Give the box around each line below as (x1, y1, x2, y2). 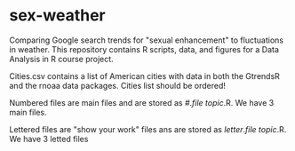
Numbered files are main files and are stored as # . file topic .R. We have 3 (9, 97, 275, 107)
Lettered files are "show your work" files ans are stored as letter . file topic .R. (9, 123, 287, 134)
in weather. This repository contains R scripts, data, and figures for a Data (9, 44, 280, 54)
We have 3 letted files (9, 133, 89, 144)
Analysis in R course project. (9, 53, 114, 64)
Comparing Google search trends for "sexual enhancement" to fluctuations (9, 35, 284, 45)
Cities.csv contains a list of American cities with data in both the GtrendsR (9, 70, 280, 81)
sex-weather (9, 5, 106, 26)
